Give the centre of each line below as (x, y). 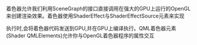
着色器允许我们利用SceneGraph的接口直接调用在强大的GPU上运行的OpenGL (98, 8)
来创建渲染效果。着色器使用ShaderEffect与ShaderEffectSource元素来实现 (95, 16)
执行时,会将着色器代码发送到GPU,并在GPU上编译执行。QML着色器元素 (91, 28)
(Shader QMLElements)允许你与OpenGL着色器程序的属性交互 (80, 36)
